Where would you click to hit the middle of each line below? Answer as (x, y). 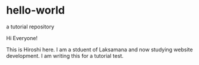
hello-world (36, 10)
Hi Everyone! (22, 38)
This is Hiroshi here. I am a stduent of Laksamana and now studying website (99, 49)
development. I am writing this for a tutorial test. (65, 56)
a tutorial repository (30, 27)
